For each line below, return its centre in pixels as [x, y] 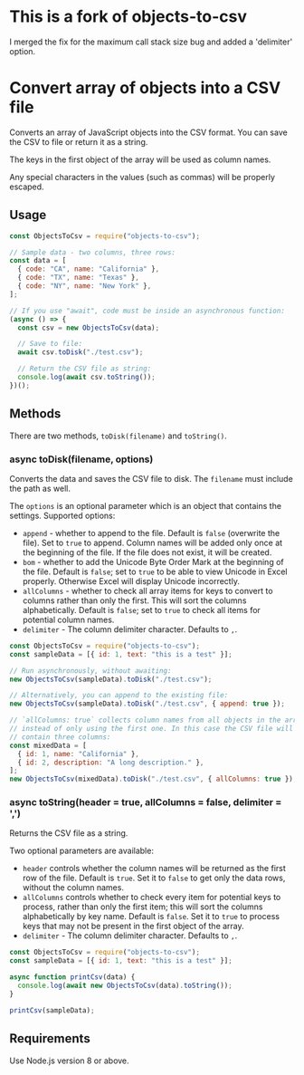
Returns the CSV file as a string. [69, 833]
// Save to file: [50, 344]
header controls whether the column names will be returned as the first [154, 869]
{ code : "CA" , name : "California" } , [89, 269]
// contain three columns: [60, 737]
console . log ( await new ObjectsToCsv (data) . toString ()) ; [125, 986]
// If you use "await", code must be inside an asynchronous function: [147, 311]
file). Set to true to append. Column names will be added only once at [152, 542]
